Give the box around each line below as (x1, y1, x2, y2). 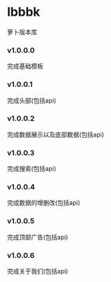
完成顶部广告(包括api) (7, 232, 69, 241)
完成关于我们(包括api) (7, 267, 69, 276)
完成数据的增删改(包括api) (7, 199, 81, 207)
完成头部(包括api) (7, 96, 57, 104)
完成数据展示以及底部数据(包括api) (7, 130, 105, 139)
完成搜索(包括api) (7, 165, 57, 173)
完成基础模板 (7, 62, 43, 70)
